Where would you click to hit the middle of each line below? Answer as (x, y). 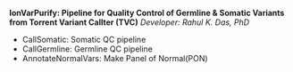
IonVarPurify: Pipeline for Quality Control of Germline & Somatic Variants (147, 13)
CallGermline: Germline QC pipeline (88, 49)
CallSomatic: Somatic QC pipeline (84, 40)
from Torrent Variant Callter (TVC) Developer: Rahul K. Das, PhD (130, 22)
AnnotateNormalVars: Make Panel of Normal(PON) (115, 58)
